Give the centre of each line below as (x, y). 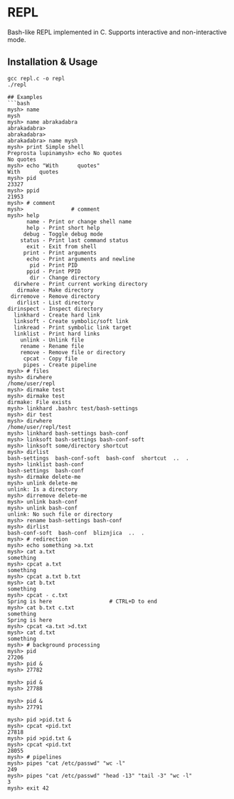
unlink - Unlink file (52, 340)
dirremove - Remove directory (55, 296)
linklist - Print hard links (57, 334)
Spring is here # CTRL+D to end (83, 601)
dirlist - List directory (55, 302)
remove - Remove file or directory (73, 352)
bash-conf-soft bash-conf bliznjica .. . (76, 533)
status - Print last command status (75, 240)
